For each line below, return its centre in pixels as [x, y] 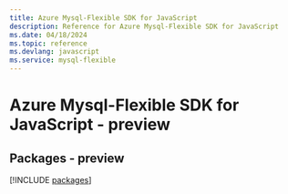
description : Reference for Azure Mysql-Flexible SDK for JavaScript [144, 26]
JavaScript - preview [90, 125]
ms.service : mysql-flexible [63, 60]
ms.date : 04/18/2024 [49, 35]
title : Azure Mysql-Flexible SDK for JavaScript [103, 18]
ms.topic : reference [49, 43]
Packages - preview [67, 158]
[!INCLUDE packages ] [51, 180]
